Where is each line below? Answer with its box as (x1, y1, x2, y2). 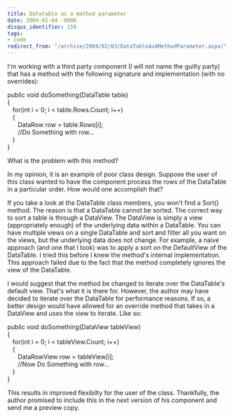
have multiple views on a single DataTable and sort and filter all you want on (7, 229, 226, 237)
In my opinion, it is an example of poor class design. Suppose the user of (7, 170, 218, 178)
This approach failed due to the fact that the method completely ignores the (7, 258, 226, 267)
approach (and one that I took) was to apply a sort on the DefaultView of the (7, 244, 228, 251)
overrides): (7, 77, 39, 85)
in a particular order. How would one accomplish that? (7, 185, 163, 193)
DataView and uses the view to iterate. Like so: (7, 310, 142, 317)
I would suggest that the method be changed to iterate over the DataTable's (7, 279, 226, 288)
